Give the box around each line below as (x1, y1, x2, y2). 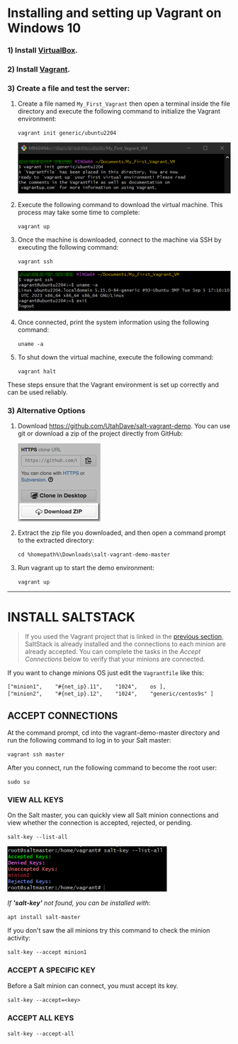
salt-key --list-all (7, 833, 69, 841)
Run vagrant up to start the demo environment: (17, 564, 154, 572)
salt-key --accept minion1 (7, 949, 87, 956)
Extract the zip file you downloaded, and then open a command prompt (17, 528, 226, 537)
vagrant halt (17, 368, 57, 375)
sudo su (7, 779, 30, 786)
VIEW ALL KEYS (7, 794, 64, 804)
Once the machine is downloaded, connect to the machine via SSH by (17, 235, 222, 244)
